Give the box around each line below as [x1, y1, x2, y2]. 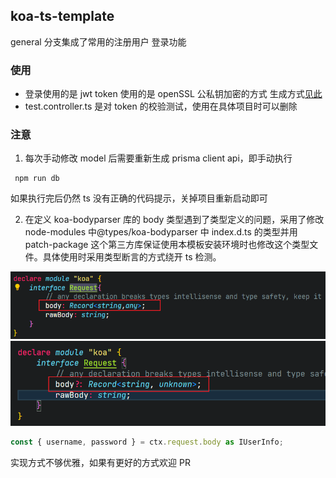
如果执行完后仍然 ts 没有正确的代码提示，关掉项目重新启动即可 [10, 192, 268, 204]
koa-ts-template [10, 8, 115, 25]
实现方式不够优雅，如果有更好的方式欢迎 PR [10, 457, 191, 469]
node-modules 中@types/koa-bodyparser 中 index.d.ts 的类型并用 [24, 226, 298, 238]
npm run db [14, 174, 60, 184]
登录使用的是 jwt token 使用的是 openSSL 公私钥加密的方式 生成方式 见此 [24, 88, 323, 100]
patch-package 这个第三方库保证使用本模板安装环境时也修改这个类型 [24, 239, 310, 251]
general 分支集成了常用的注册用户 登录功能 [10, 35, 187, 48]
